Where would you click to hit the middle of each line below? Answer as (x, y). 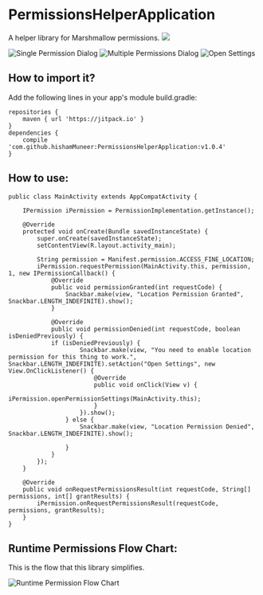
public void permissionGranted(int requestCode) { (137, 287)
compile (35, 140)
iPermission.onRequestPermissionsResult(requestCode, (128, 503)
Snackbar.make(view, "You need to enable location (165, 350)
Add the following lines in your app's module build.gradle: (103, 97)
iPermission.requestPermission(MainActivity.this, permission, (144, 266)
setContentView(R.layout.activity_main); (107, 245)
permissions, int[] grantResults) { (69, 496)
